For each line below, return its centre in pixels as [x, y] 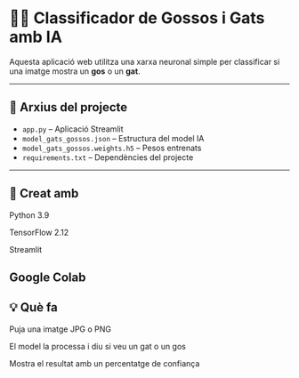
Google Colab [48, 277]
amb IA [36, 37]
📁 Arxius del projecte [69, 107]
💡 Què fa [33, 307]
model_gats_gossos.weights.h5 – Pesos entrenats [112, 148]
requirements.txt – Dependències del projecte [108, 157]
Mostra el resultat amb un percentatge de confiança [105, 363]
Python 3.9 [29, 215]
